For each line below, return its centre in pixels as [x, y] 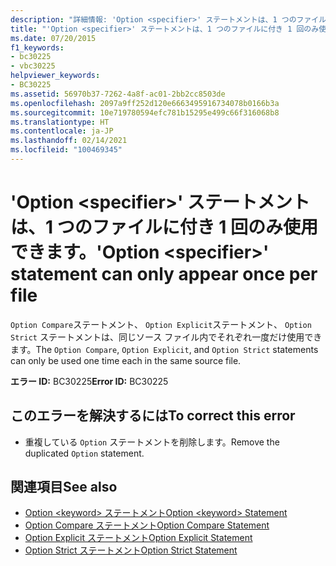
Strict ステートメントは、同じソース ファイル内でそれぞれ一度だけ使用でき [166, 337]
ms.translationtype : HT [60, 122]
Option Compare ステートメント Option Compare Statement [147, 525]
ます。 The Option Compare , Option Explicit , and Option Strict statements [164, 349]
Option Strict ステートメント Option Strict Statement [131, 550]
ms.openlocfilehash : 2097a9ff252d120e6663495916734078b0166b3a [145, 103]
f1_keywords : [37, 47]
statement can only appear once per [164, 274]
